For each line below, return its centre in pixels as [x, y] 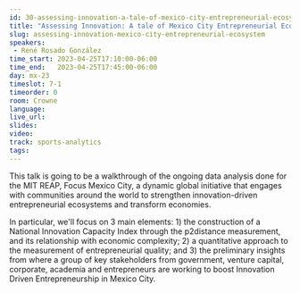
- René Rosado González [57, 51]
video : [21, 134]
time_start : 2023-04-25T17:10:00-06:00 [83, 59]
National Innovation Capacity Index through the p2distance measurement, [145, 231]
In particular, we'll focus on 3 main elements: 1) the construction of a [135, 222]
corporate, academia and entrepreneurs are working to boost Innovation [142, 269]
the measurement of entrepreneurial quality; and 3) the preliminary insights [147, 250]
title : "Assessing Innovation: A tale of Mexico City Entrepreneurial [143, 26]
